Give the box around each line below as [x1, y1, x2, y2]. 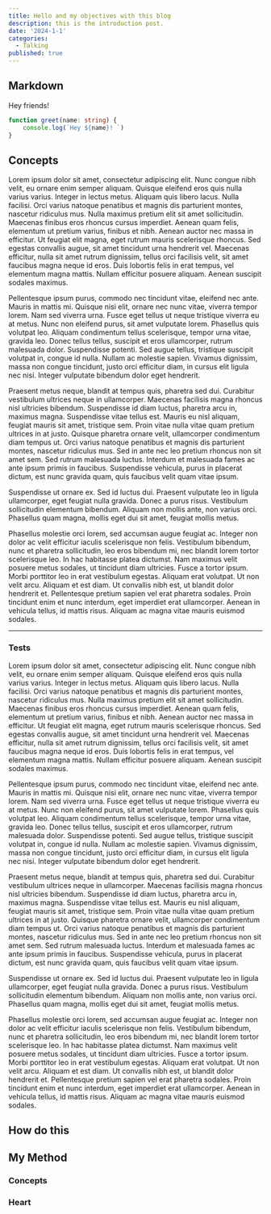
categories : [8, 34, 48, 43]
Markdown [8, 79, 65, 93]
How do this [8, 1123, 70, 1137]
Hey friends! [8, 100, 50, 110]
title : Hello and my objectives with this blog [8, 11, 172, 20]
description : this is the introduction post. [8, 19, 164, 27]
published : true [8, 49, 63, 57]
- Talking [15, 42, 48, 50]
